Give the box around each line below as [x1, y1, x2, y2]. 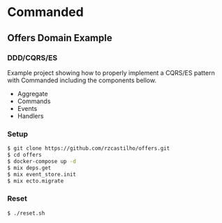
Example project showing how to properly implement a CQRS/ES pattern [7, 68, 215, 77]
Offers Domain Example [7, 32, 113, 44]
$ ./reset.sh [7, 210, 45, 217]
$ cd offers [7, 151, 42, 159]
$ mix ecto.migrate [7, 177, 64, 185]
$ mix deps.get [7, 164, 52, 171]
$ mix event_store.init [7, 171, 77, 178]
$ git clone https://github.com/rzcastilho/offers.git [7, 145, 170, 152]
